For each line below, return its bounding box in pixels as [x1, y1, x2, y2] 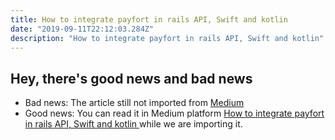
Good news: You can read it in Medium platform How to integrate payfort [24, 107, 325, 120]
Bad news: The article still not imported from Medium [24, 97, 245, 109]
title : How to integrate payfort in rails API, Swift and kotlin [10, 14, 288, 25]
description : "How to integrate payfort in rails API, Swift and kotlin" [10, 33, 325, 43]
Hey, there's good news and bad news [10, 70, 253, 87]
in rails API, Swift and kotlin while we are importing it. [24, 118, 243, 130]
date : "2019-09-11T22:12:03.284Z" [10, 24, 155, 34]
